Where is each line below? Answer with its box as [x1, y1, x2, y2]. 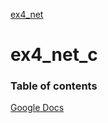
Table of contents [10, 79, 98, 93]
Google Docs [10, 102, 65, 114]
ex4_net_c [10, 44, 98, 66]
